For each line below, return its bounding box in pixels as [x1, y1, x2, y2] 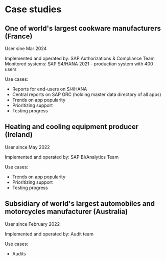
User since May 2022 [5, 144, 50, 150]
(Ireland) [5, 130, 33, 139]
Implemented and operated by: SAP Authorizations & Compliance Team [5, 55, 155, 61]
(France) [5, 32, 33, 40]
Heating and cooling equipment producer [5, 123, 139, 131]
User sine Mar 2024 [5, 45, 47, 52]
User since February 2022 [5, 221, 60, 227]
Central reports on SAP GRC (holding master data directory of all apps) [12, 91, 161, 98]
